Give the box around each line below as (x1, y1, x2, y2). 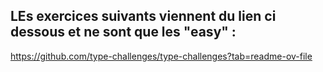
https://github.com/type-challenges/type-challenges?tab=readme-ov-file (10, 50, 313, 62)
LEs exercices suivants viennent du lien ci (10, 8, 277, 25)
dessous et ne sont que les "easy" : (10, 24, 237, 41)
